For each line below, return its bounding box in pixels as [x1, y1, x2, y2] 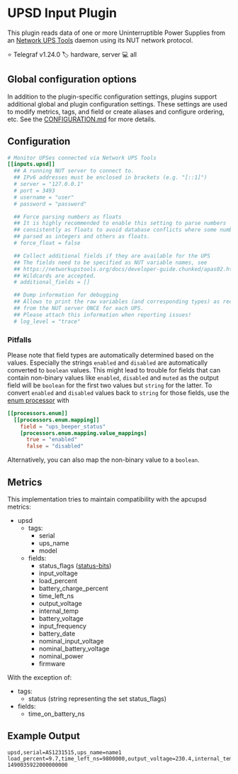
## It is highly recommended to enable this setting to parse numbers [13, 220, 227, 227]
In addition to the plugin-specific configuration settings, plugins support [7, 92, 217, 101]
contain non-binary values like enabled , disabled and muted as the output [7, 373, 220, 382]
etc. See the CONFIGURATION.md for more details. [7, 115, 157, 123]
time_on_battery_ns [28, 709, 85, 718]
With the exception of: [7, 673, 72, 682]
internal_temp [38, 607, 79, 615]
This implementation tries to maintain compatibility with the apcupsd [7, 495, 207, 504]
